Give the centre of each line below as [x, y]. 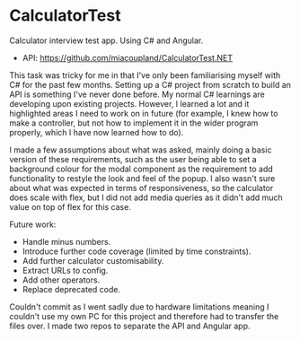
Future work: [33, 224]
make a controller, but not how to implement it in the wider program [134, 123]
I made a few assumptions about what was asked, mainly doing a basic [141, 150]
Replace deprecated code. [71, 289]
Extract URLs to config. [65, 270]
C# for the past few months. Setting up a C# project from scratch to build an [150, 84]
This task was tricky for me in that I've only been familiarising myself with [145, 75]
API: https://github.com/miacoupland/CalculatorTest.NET [128, 57]
